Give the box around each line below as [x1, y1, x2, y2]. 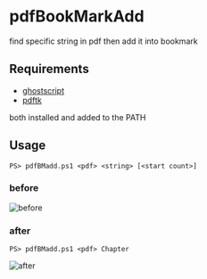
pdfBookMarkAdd [9, 6, 145, 27]
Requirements [9, 62, 89, 77]
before [9, 182, 39, 194]
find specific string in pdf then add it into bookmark [9, 36, 198, 46]
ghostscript [21, 85, 65, 95]
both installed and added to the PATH [9, 111, 146, 122]
